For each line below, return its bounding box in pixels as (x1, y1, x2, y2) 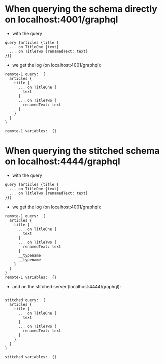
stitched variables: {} (5, 354, 57, 359)
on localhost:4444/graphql (5, 156, 121, 167)
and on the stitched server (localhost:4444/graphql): (12, 283, 121, 289)
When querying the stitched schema (5, 145, 160, 157)
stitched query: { (5, 297, 46, 303)
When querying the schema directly (5, 3, 157, 15)
